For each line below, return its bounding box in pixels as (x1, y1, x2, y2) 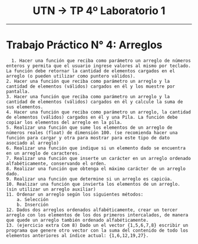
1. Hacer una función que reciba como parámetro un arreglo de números (11, 58, 192, 63)
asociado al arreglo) (6, 140, 60, 146)
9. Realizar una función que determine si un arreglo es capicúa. (6, 176, 173, 182)
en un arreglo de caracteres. (6, 150, 81, 156)
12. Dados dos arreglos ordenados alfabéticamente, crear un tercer (6, 207, 178, 213)
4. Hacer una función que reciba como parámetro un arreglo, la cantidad (6, 109, 192, 115)
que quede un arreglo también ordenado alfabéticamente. (6, 217, 149, 223)
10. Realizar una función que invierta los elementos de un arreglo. (6, 181, 181, 187)
